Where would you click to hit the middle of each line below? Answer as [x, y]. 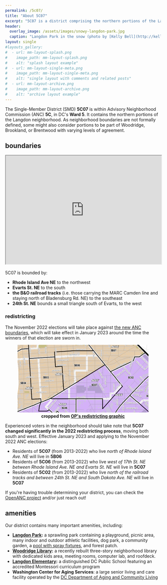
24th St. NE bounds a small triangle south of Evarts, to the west [77, 303]
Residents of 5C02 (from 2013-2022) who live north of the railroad [80, 472]
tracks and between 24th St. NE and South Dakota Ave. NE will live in [83, 477]
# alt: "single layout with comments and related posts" [68, 79]
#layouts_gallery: [24, 47]
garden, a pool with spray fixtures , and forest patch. [65, 545]
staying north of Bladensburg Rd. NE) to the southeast [67, 298]
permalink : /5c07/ [24, 10]
